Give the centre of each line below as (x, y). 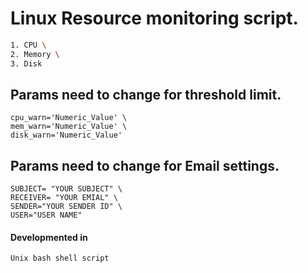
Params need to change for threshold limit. (146, 94)
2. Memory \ (35, 54)
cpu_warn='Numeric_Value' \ (69, 118)
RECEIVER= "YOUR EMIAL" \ (64, 198)
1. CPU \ (28, 45)
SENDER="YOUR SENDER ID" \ (66, 207)
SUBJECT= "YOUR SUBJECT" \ (66, 189)
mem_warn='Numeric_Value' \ (69, 127)
